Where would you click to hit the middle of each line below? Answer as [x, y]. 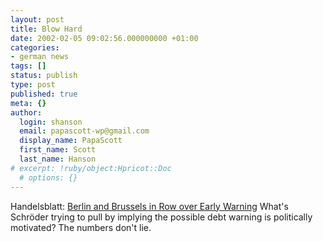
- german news [40, 57]
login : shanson [51, 122]
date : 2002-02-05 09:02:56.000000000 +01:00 [104, 38]
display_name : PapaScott [71, 141]
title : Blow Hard [46, 29]
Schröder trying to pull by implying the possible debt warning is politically [161, 217]
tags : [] [28, 66]
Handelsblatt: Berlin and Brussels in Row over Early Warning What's [149, 206]
